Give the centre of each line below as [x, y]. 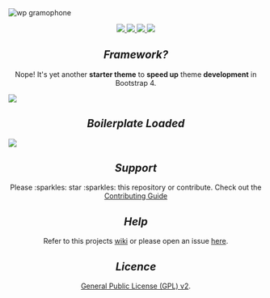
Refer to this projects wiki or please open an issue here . [136, 241]
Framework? [136, 55]
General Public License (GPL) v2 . [136, 286]
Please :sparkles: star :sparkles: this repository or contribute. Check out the [136, 187]
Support [136, 168]
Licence [136, 266]
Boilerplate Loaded [136, 123]
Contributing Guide [136, 196]
